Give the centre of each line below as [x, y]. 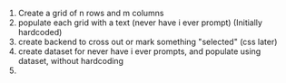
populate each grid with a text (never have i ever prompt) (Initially [140, 23]
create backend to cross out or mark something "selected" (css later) [148, 41]
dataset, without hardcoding [71, 61]
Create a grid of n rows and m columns [91, 13]
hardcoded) [40, 32]
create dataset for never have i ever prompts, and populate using [139, 51]
